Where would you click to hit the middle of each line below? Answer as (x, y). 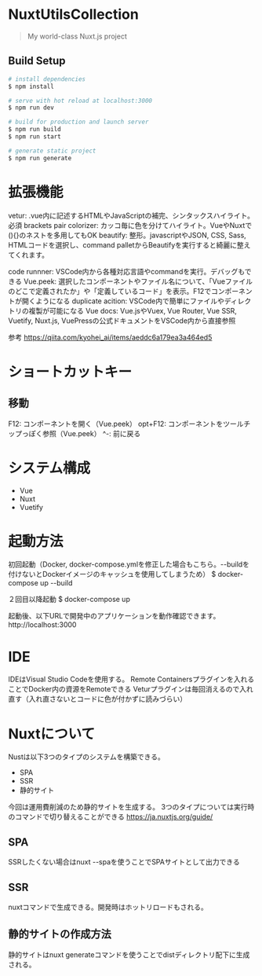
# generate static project (52, 151)
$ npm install (31, 86)
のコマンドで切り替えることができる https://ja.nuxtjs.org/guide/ (111, 817)
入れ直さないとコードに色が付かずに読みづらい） (107, 699)
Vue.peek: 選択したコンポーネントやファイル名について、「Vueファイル (138, 281)
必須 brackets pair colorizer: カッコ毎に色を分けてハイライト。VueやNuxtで (130, 225)
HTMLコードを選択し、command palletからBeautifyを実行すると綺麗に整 (126, 244)
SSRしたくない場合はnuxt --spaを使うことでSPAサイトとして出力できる (124, 862)
